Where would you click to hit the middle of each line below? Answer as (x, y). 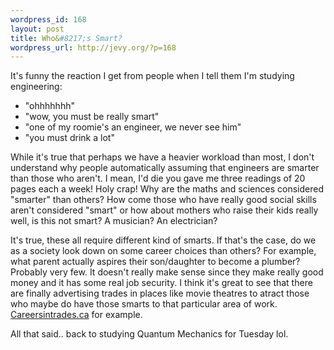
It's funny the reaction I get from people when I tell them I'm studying (152, 76)
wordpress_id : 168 (48, 19)
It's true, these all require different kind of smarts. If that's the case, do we (163, 240)
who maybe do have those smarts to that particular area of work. (144, 304)
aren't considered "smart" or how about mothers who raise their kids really (164, 210)
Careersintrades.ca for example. (76, 315)
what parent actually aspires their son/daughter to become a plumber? (155, 262)
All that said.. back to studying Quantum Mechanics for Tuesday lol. (149, 334)
